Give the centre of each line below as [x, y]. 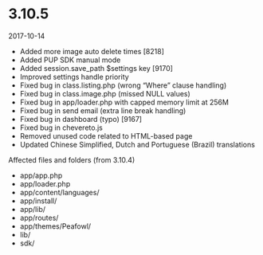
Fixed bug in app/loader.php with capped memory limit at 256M [124, 102]
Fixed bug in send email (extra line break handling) [103, 110]
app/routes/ [39, 218]
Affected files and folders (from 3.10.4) [72, 159]
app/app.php [41, 175]
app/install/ [38, 201]
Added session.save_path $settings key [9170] [96, 68]
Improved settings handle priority [74, 76]
